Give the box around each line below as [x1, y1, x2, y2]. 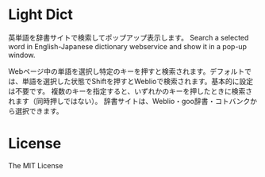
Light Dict [8, 6, 73, 24]
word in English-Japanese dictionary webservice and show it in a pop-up [8, 41, 248, 51]
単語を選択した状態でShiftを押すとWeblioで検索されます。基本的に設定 [21, 76, 254, 86]
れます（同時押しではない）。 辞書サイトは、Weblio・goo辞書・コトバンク [8, 96, 251, 106]
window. [8, 50, 36, 60]
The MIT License [8, 160, 63, 170]
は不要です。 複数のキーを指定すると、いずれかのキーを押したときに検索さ [8, 86, 252, 96]
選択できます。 [14, 106, 63, 116]
